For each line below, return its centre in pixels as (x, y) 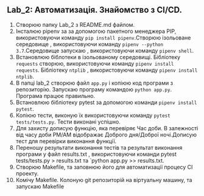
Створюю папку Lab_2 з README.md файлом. (75, 24)
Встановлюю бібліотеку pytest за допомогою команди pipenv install (106, 102)
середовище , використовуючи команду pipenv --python (90, 44)
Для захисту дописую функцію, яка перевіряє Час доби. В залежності (107, 128)
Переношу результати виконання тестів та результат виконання (99, 147)
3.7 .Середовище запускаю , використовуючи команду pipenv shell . (105, 51)
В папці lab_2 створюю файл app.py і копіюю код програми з (94, 83)
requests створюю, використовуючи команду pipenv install (95, 63)
